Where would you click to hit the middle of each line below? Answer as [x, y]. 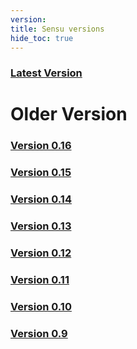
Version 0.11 [40, 280]
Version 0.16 [41, 146]
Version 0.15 [41, 173]
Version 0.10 [41, 306]
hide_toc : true [42, 38]
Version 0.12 [41, 253]
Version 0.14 [41, 199]
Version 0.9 [39, 333]
